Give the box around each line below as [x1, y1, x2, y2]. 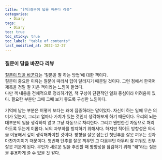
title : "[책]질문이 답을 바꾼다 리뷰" [5, 7, 72, 12]
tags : [5, 20, 16, 26]
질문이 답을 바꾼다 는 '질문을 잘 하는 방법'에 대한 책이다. [5, 72, 108, 78]
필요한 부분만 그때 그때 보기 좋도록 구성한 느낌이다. [11, 96, 107, 102]
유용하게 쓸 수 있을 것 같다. [10, 150, 60, 156]
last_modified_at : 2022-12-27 [5, 43, 66, 48]
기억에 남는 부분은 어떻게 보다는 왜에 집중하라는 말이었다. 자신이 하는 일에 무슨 [5, 107, 152, 113]
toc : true [5, 30, 25, 34]
